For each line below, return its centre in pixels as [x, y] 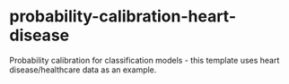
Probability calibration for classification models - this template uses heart [144, 60]
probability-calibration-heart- [123, 17]
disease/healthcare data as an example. [83, 70]
